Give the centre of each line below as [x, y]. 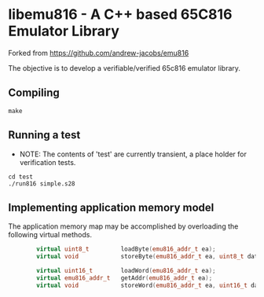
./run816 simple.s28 [42, 183]
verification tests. [48, 162]
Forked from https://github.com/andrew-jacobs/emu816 [99, 53]
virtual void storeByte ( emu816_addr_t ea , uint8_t [140, 257]
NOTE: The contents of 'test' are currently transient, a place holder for [133, 154]
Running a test [44, 135]
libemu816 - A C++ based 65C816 [120, 15]
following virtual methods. [50, 235]
